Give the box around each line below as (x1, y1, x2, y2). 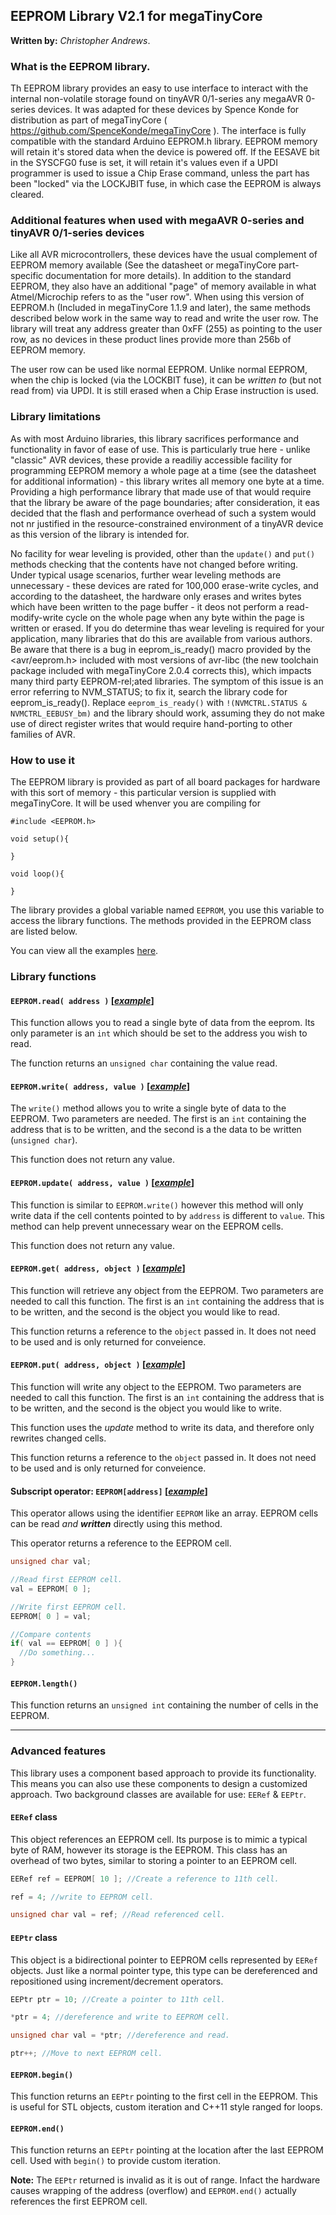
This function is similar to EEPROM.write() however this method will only (10, 1199, 304, 1211)
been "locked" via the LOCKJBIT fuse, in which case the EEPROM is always (10, 178, 322, 190)
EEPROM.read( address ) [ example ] (10, 994, 155, 1006)
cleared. (10, 189, 45, 201)
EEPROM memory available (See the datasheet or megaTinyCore (10, 259, 277, 271)
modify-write (10, 611, 64, 623)
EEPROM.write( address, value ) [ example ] (10, 1080, 190, 1092)
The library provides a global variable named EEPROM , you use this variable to (10, 904, 325, 916)
